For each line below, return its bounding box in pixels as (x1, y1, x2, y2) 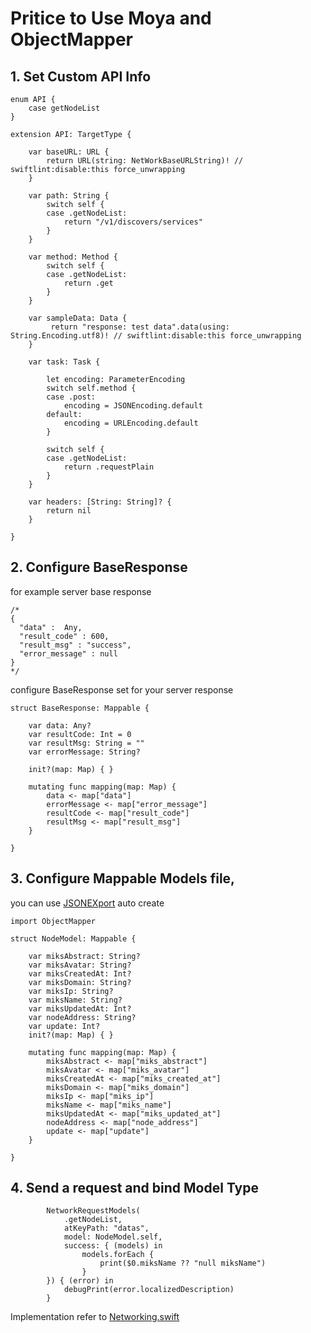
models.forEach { (81, 1250, 155, 1260)
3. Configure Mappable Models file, (10, 870, 236, 887)
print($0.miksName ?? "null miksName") (99, 1258, 267, 1269)
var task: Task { (28, 357, 101, 367)
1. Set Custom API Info (10, 68, 152, 85)
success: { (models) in (63, 1241, 163, 1251)
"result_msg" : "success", (19, 640, 132, 650)
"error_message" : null (19, 648, 118, 659)
